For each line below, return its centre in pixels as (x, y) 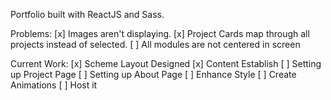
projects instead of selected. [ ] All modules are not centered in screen (155, 44)
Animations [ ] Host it (54, 85)
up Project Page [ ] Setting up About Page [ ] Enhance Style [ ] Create (153, 74)
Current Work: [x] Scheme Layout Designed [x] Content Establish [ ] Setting (166, 63)
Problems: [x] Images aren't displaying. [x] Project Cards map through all (160, 33)
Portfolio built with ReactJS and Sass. (87, 14)
